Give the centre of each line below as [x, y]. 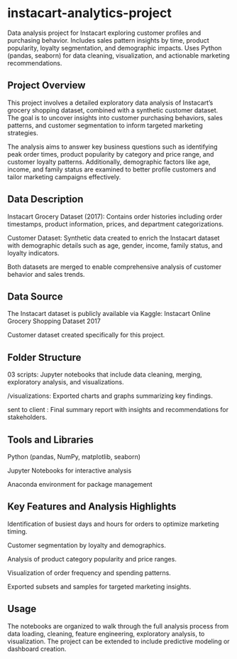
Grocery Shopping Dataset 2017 [54, 321]
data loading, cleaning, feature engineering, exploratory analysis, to [106, 633]
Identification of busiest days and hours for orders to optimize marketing [113, 524]
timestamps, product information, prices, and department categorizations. [116, 224]
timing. [17, 531]
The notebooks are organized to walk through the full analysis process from [118, 626]
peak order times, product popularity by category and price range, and [111, 154]
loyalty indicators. [33, 253]
